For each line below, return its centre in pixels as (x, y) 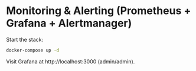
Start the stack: (25, 39)
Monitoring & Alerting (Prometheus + (99, 11)
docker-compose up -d (33, 50)
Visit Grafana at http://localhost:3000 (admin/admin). (71, 61)
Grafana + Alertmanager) (69, 23)
